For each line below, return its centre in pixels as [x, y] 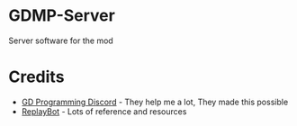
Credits [36, 77]
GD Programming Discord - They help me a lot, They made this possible [155, 102]
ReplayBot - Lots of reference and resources [104, 111]
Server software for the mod [61, 40]
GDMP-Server [62, 16]
